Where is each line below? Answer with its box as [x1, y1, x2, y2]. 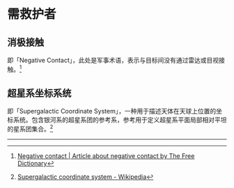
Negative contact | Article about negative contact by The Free [17, 152, 195, 160]
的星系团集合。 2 [7, 123, 54, 133]
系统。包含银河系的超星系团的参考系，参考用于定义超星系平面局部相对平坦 [13, 116, 227, 124]
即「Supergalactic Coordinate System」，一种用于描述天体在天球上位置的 [7, 107, 217, 116]
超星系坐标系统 [7, 88, 72, 100]
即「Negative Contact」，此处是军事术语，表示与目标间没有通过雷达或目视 [7, 56, 219, 64]
